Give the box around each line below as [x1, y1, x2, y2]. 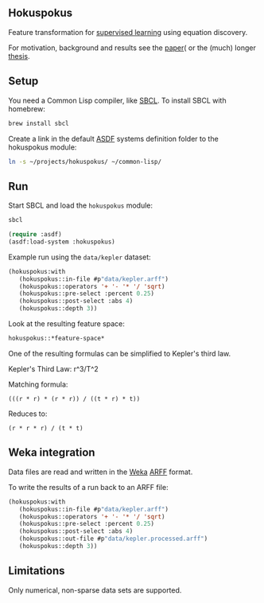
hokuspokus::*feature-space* [8, 334, 105, 343]
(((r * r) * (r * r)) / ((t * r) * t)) [8, 395, 141, 403]
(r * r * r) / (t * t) [8, 424, 83, 432]
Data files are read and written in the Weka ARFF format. [8, 467, 193, 477]
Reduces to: [8, 409, 48, 418]
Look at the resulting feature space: [8, 319, 125, 329]
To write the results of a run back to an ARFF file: [8, 482, 169, 492]
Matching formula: [8, 379, 68, 389]
